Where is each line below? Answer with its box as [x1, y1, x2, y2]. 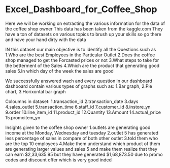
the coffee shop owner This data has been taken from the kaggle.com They [5, 25, 163, 31]
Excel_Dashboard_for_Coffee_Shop [5, 4, 157, 15]
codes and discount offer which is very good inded [5, 156, 112, 163]
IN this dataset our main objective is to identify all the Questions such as [5, 46, 156, 52]
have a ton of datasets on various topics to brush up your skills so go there [5, 31, 161, 37]
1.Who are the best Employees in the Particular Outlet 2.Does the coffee [5, 52, 155, 58]
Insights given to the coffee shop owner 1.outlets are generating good [5, 124, 151, 130]
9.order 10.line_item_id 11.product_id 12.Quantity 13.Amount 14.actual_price [5, 109, 161, 115]
